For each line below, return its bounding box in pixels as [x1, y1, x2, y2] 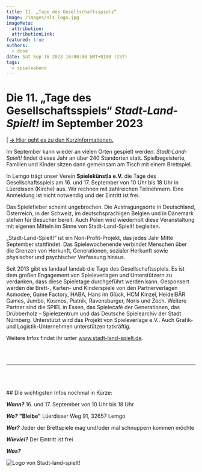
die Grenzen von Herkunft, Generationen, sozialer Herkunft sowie [6, 247, 168, 254]
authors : [6, 43, 28, 49]
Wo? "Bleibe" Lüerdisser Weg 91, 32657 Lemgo [6, 412, 126, 420]
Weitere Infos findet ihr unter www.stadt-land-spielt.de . [6, 335, 144, 342]
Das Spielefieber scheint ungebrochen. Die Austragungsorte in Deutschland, [6, 203, 196, 211]
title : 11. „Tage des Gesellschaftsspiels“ [6, 8, 117, 15]
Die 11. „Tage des [6, 91, 91, 104]
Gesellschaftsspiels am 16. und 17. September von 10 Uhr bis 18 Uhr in [6, 179, 179, 186]
